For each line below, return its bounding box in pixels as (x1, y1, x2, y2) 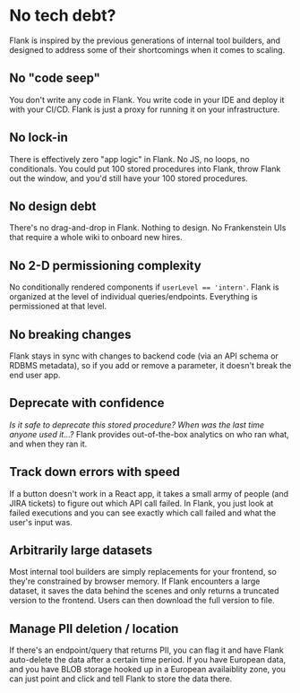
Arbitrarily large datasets (9, 543, 153, 559)
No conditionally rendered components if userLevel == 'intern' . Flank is (9, 282, 279, 292)
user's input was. (9, 516, 73, 527)
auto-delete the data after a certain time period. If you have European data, (9, 654, 287, 665)
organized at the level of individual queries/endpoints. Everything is (9, 291, 258, 302)
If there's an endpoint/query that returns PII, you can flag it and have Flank (9, 645, 284, 655)
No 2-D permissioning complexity (9, 257, 201, 273)
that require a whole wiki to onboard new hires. (9, 232, 183, 243)
